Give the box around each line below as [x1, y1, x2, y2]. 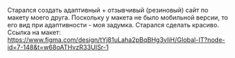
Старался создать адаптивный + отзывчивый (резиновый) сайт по [7, 6, 209, 14]
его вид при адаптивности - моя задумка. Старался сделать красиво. [7, 21, 219, 29]
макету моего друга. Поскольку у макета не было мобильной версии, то [7, 13, 229, 22]
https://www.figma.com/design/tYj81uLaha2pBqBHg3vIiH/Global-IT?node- [7, 36, 225, 44]
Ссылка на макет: [7, 28, 62, 36]
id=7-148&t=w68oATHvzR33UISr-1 [7, 43, 109, 51]
